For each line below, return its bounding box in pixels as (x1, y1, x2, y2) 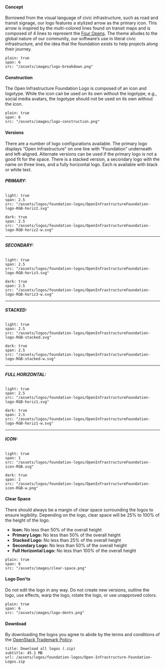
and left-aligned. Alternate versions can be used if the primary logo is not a (5, 151, 157, 157)
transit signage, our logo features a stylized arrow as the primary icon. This (5, 20, 157, 26)
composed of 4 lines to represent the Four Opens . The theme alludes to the (5, 30, 158, 36)
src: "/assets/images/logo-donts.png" (5, 611, 84, 615)
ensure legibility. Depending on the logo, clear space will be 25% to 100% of (5, 512, 160, 518)
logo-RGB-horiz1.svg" (5, 399, 50, 405)
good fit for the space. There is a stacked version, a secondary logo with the (5, 156, 160, 162)
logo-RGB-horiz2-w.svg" (5, 227, 54, 232)
